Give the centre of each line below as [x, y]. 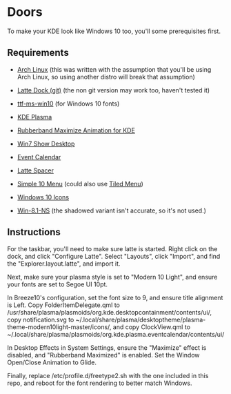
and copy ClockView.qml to [152, 327]
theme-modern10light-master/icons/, [59, 327]
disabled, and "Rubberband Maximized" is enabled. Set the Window [103, 355]
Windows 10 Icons [43, 197]
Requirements [38, 53]
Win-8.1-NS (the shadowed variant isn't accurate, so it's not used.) [112, 210]
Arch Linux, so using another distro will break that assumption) [106, 77]
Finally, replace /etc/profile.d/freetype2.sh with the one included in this [108, 375]
